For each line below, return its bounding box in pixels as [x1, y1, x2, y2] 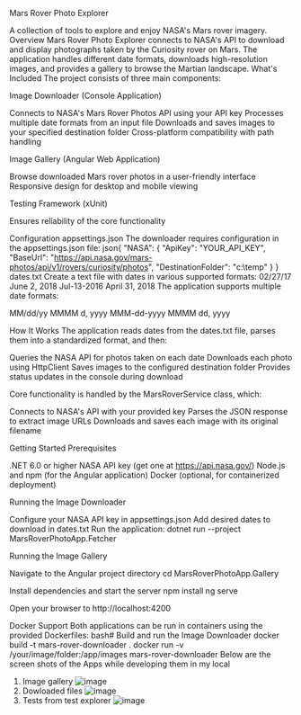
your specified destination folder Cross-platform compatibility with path [9, 127, 275, 138]
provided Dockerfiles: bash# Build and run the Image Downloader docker [9, 630, 280, 640]
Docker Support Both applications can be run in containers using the [9, 621, 263, 630]
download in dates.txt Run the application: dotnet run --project [9, 523, 241, 534]
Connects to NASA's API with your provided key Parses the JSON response [9, 407, 288, 416]
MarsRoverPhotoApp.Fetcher [9, 533, 117, 543]
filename [9, 425, 42, 435]
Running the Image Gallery [9, 550, 108, 561]
